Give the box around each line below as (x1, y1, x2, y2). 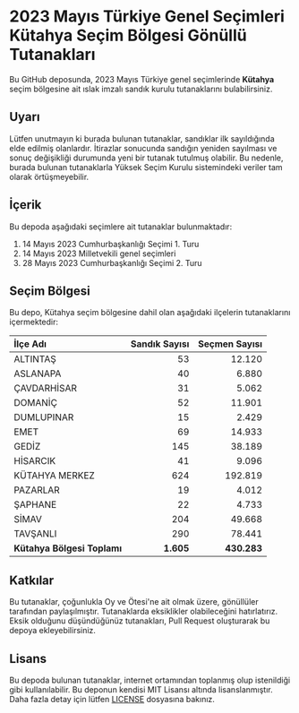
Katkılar (9, 572, 55, 588)
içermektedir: (9, 316, 59, 328)
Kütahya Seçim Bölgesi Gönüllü (9, 25, 248, 46)
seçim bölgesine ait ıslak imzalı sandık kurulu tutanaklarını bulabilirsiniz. (9, 83, 273, 94)
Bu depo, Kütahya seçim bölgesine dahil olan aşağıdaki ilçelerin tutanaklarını (9, 307, 291, 318)
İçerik (9, 197, 42, 212)
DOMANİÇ (13, 397, 58, 409)
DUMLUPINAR (13, 411, 74, 424)
